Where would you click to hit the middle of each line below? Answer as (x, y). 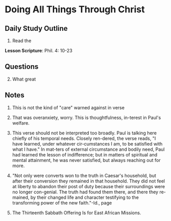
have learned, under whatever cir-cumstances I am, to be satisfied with (87, 144)
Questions (22, 67)
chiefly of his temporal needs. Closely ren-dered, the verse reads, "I (84, 138)
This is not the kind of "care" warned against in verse (68, 107)
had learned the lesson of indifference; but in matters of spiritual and (85, 154)
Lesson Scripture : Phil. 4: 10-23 (39, 51)
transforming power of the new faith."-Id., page (62, 203)
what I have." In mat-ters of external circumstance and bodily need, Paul (88, 149)
